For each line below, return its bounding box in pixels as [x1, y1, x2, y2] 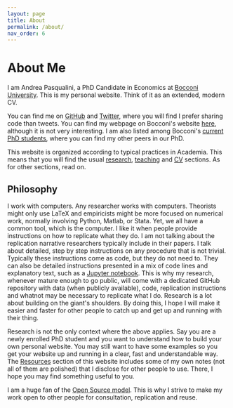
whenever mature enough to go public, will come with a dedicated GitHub [7, 277, 220, 284]
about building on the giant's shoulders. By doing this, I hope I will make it [7, 299, 220, 307]
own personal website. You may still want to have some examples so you [7, 342, 218, 350]
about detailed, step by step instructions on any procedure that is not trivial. [7, 246, 227, 255]
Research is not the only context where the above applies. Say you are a [7, 327, 216, 336]
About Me [7, 60, 66, 76]
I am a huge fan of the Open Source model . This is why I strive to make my [7, 386, 223, 394]
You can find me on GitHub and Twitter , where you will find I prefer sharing [7, 112, 223, 120]
